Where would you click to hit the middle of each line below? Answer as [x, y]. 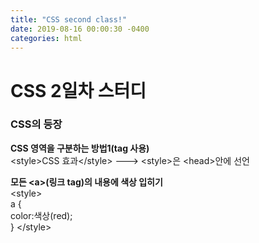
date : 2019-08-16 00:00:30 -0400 [80, 29]
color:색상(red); [41, 215]
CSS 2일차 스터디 [78, 90]
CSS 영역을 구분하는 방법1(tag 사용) [80, 148]
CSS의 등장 [36, 124]
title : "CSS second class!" [69, 19]
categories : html [46, 38]
